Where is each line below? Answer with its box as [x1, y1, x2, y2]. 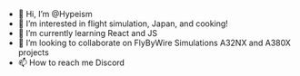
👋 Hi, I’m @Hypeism [17, 9, 93, 19]
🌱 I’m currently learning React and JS [17, 28, 157, 38]
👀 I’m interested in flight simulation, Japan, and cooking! [17, 18, 229, 29]
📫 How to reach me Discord [17, 57, 125, 68]
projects [17, 47, 50, 58]
